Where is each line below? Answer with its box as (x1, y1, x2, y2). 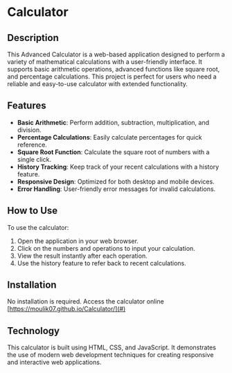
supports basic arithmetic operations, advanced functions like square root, (7, 65, 220, 73)
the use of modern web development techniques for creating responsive (7, 351, 214, 359)
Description (7, 32, 59, 44)
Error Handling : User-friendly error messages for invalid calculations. (17, 185, 216, 193)
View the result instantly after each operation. (17, 251, 148, 260)
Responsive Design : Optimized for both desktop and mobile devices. (17, 177, 215, 185)
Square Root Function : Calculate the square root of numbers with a (17, 147, 210, 156)
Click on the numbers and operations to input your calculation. (17, 244, 195, 252)
